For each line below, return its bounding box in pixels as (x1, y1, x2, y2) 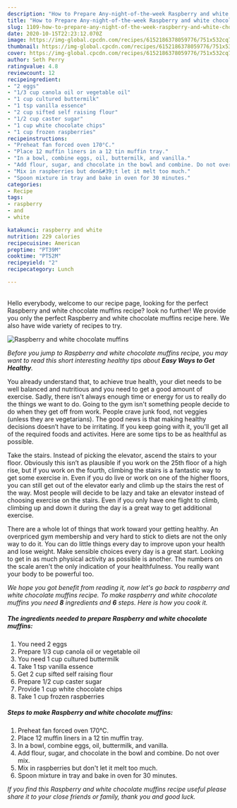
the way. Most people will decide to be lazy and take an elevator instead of (7, 488, 224, 497)
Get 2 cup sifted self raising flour (17, 670, 114, 678)
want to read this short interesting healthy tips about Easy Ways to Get (7, 356, 215, 364)
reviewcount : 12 (7, 69, 55, 76)
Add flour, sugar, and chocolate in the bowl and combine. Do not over (17, 749, 220, 757)
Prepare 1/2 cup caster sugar (17, 677, 102, 685)
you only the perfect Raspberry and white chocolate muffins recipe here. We (7, 313, 230, 322)
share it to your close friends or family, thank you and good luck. (7, 792, 196, 801)
